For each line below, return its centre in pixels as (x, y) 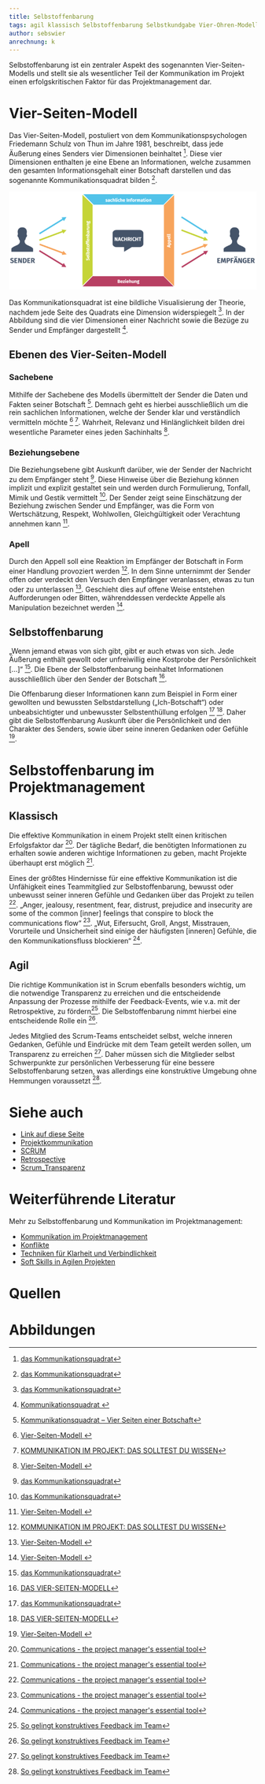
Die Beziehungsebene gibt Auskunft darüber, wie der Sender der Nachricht (131, 469)
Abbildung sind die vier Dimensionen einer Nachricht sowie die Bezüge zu (129, 320)
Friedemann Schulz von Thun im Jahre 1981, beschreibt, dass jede (116, 144)
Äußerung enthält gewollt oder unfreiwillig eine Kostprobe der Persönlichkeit (132, 659)
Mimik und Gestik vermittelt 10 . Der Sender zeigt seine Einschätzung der (125, 497)
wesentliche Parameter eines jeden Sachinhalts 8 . (89, 431)
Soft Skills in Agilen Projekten (68, 1262)
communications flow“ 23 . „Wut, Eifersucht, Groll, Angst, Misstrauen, (120, 922)
